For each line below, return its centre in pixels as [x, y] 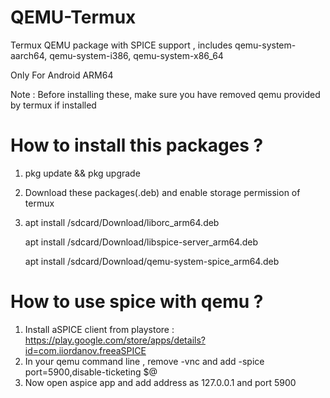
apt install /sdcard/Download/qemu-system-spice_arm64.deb [152, 261]
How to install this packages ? [137, 145]
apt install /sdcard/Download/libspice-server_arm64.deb [141, 242]
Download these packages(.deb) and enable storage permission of [162, 192]
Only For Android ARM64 [62, 75]
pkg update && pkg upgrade [82, 173]
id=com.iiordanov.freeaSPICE [85, 350]
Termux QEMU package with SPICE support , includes [121, 45]
